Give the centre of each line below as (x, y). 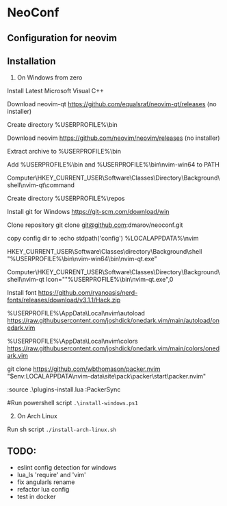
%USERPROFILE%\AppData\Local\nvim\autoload (76, 313)
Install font (22, 293)
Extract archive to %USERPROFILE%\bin (64, 152)
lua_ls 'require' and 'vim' (52, 475)
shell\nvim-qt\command (41, 185)
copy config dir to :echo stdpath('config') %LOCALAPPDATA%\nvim (103, 239)
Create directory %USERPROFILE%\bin (62, 125)
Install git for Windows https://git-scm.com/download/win (88, 212)
